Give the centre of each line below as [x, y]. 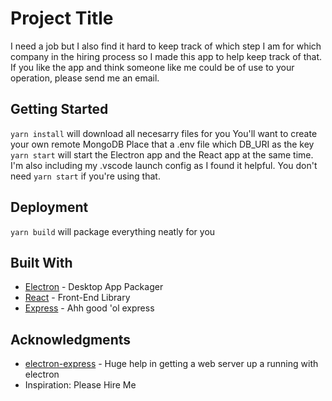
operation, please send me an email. [85, 78]
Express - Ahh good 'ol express [89, 308]
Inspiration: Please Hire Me [80, 385]
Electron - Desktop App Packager [94, 287]
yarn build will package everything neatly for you [113, 231]
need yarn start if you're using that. [85, 176]
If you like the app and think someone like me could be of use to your [152, 67]
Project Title [62, 18]
